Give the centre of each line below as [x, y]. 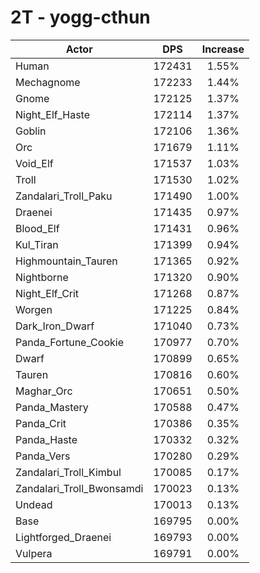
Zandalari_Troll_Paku [64, 196]
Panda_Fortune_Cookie [69, 342]
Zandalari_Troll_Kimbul [68, 472]
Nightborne [42, 277]
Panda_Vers [43, 456]
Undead [34, 504]
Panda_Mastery [52, 407]
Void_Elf [34, 163]
